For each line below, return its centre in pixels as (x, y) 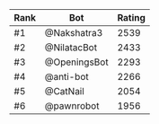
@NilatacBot (71, 47)
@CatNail (65, 91)
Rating (132, 18)
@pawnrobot (72, 106)
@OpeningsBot (77, 62)
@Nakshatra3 (74, 33)
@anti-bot (66, 77)
